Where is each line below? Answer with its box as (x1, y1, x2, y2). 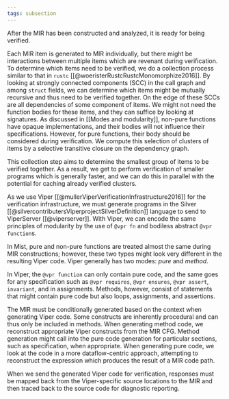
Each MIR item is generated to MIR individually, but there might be (7, 49, 193, 58)
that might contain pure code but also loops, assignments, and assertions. (7, 292, 215, 300)
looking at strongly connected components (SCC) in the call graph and (7, 78, 206, 86)
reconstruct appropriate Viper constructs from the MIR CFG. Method (7, 327, 200, 335)
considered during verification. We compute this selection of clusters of (7, 136, 209, 145)
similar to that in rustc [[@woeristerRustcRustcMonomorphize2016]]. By (7, 71, 211, 80)
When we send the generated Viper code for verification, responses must (7, 370, 214, 378)
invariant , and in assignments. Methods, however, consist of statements (7, 285, 213, 293)
